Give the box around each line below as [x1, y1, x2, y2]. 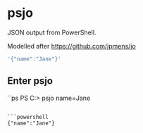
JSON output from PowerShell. [7, 28, 97, 37]
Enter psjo [7, 75, 53, 87]
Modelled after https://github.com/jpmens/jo [7, 42, 136, 50]
